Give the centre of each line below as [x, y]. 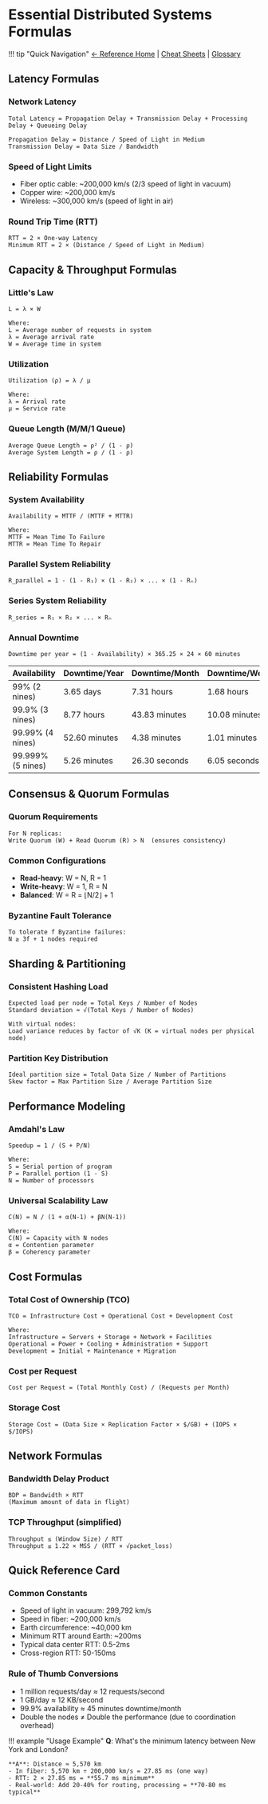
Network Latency [43, 102]
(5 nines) [29, 766]
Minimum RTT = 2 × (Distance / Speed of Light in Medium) [106, 246]
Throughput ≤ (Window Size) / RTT [66, 1539]
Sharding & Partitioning [67, 964]
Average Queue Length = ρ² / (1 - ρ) [71, 446]
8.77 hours [84, 715]
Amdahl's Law [37, 1129]
